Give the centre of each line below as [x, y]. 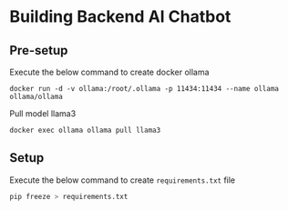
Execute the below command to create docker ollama [109, 72]
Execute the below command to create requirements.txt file [123, 180]
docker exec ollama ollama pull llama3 [85, 130]
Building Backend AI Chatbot [120, 17]
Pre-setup [39, 50]
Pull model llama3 [43, 114]
